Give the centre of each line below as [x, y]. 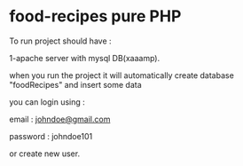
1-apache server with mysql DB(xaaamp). [85, 58]
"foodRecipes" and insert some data [75, 84]
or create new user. [45, 154]
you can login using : [47, 102]
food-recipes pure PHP [95, 16]
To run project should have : [61, 41]
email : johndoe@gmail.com [60, 119]
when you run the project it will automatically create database [122, 75]
